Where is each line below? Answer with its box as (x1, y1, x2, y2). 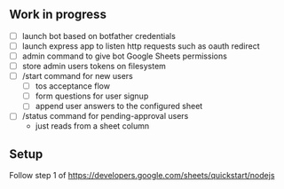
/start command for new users (21, 71, 133, 82)
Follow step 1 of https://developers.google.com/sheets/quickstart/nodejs (9, 170, 275, 181)
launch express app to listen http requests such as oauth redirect (21, 40, 260, 51)
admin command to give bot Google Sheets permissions (21, 51, 228, 61)
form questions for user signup (35, 91, 149, 101)
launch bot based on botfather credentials (21, 30, 176, 41)
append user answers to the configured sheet (35, 101, 203, 112)
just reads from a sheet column (35, 121, 149, 131)
